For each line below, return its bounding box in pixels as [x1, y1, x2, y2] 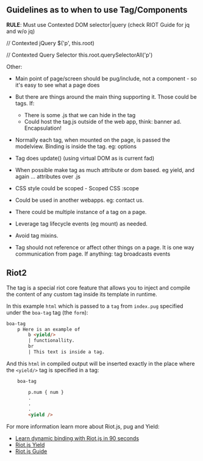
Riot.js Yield [15, 441, 45, 449]
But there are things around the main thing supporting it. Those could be [15, 93, 197, 100]
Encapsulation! [24, 124, 62, 132]
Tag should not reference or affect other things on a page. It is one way [15, 243, 194, 251]
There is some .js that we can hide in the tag [24, 111, 136, 118]
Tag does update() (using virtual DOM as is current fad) [15, 154, 155, 162]
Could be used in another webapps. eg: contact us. [15, 196, 144, 204]
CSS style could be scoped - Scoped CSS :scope [15, 184, 139, 191]
